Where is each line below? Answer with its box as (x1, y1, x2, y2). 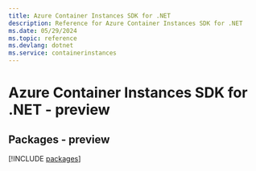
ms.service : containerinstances (8, 49, 117, 57)
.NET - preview (8, 101, 110, 119)
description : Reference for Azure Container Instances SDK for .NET (8, 19, 243, 27)
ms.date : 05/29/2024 (8, 26, 78, 35)
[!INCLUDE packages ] (8, 154, 81, 163)
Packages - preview (8, 132, 110, 146)
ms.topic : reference (8, 34, 78, 43)
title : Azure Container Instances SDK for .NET (8, 11, 171, 20)
